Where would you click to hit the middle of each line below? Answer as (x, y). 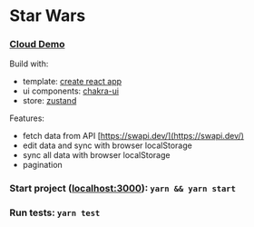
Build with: (29, 64)
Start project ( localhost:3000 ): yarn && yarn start (122, 189)
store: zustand (49, 101)
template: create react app (72, 82)
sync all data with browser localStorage (96, 155)
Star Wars (48, 16)
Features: (27, 118)
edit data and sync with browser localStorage (107, 145)
